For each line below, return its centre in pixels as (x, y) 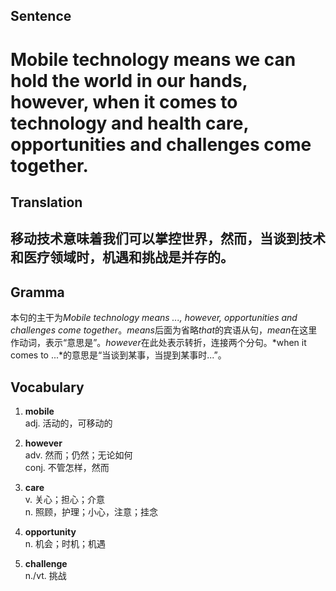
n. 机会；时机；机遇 (65, 543)
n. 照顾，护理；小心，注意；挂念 (91, 511)
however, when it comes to (124, 101)
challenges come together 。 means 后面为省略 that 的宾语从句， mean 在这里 (164, 330)
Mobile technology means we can (153, 59)
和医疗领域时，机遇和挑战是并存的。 (122, 257)
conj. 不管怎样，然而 (67, 467)
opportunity (50, 531)
